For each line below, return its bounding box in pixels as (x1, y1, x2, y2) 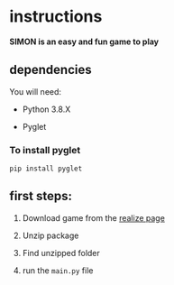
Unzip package (22, 230, 79, 241)
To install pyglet (9, 143, 81, 156)
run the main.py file (22, 264, 94, 276)
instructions (9, 6, 103, 27)
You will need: (9, 86, 61, 97)
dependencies (9, 62, 92, 78)
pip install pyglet (9, 164, 83, 173)
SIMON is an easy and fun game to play (9, 36, 160, 47)
